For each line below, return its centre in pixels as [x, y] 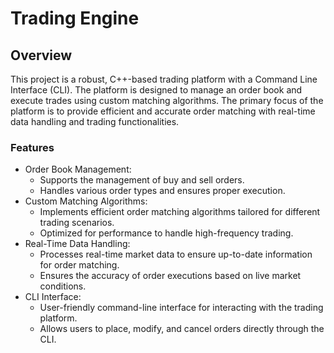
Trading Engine [75, 18]
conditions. [63, 286]
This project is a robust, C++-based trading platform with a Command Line [164, 79]
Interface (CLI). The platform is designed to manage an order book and [156, 90]
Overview [41, 55]
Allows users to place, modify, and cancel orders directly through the [182, 329]
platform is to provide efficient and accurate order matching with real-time [163, 111]
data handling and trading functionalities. [95, 121]
